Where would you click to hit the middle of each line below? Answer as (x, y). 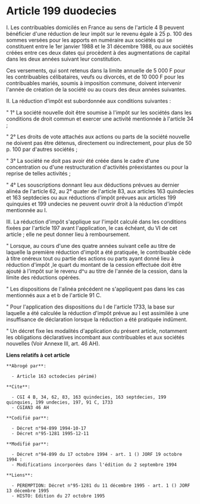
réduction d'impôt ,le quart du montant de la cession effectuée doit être (94, 264)
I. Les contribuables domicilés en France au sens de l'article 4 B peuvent (95, 27)
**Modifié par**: (28, 444)
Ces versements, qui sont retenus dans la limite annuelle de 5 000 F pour (96, 70)
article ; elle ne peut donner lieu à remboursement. (68, 234)
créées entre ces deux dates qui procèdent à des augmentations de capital (98, 52)
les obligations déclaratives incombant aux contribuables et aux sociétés (95, 337)
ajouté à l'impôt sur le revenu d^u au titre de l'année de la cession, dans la (97, 271)
